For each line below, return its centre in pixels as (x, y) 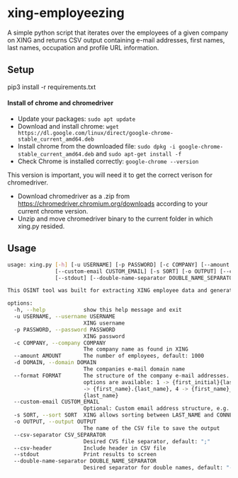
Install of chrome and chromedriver (61, 103)
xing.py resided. (41, 226)
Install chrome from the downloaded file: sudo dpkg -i (96, 146)
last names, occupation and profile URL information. (83, 47)
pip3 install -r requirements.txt (52, 87)
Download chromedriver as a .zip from (74, 196)
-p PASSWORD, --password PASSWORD (64, 330)
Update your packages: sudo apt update (76, 119)
